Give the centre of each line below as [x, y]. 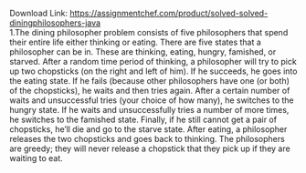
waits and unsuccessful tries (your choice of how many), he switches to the [152, 100]
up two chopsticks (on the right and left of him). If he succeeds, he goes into [153, 71]
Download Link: [39, 13]
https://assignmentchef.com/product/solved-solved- [169, 13]
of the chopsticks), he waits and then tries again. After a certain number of [150, 91]
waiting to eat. [37, 158]
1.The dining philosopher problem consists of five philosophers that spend [149, 32]
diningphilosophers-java [55, 23]
